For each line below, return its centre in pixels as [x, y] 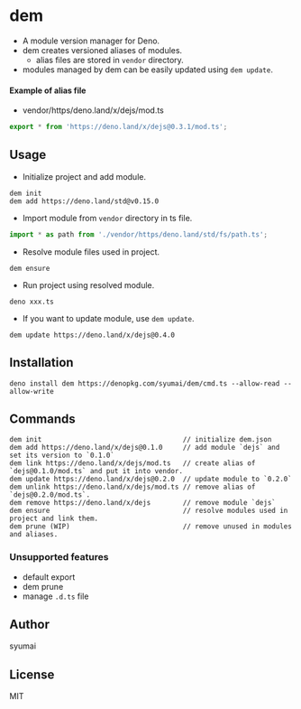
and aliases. [34, 535]
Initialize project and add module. [84, 176]
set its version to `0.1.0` [62, 456]
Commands [43, 419]
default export [49, 577]
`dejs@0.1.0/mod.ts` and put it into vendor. [96, 471]
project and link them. [54, 519]
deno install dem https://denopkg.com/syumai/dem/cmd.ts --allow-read [145, 383]
